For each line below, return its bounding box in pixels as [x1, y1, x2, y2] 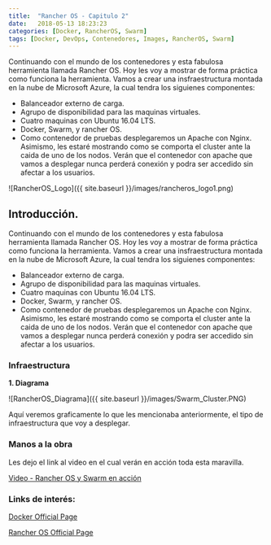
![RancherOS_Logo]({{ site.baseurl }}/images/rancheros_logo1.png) [8, 184, 234, 194]
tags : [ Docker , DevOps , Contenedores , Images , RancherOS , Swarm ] [8, 34, 235, 43]
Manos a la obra [8, 438, 73, 450]
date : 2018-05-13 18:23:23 [8, 20, 107, 28]
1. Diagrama [8, 378, 50, 388]
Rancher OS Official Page [8, 527, 94, 537]
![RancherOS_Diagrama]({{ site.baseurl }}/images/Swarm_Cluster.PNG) [8, 394, 247, 403]
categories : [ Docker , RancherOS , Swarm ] [8, 27, 148, 35]
